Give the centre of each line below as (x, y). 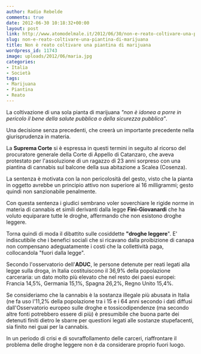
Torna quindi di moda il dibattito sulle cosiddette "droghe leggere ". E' (92, 233)
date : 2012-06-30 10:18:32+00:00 (48, 23)
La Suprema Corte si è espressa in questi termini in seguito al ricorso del (96, 148)
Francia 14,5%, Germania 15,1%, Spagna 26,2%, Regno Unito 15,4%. (90, 283)
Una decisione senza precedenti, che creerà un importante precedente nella (100, 130)
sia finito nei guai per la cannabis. (48, 326)
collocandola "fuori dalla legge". (46, 252)
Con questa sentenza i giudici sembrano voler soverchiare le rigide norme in (100, 203)
